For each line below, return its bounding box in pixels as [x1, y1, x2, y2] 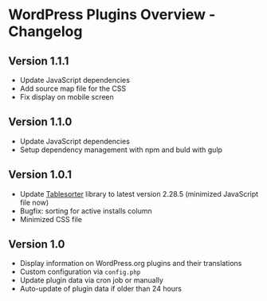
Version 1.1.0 [8, 115, 73, 129]
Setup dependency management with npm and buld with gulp [19, 145, 223, 154]
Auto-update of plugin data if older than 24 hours [19, 284, 182, 294]
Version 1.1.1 [8, 54, 69, 68]
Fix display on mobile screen [19, 92, 114, 101]
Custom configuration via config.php [19, 267, 141, 276]
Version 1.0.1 [8, 168, 73, 182]
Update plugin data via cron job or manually [19, 276, 163, 285]
